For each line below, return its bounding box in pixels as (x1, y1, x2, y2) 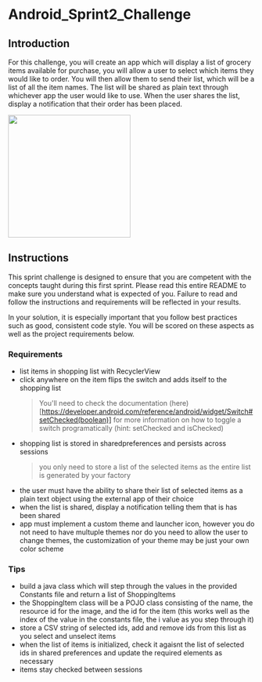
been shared (19, 511, 61, 520)
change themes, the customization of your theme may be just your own (19, 536, 249, 545)
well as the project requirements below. (8, 329, 135, 338)
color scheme (19, 544, 64, 554)
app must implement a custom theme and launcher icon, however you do (19, 520, 255, 529)
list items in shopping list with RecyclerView (19, 367, 160, 376)
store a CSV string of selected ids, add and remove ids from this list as (19, 623, 246, 633)
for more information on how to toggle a (113, 415, 242, 425)
